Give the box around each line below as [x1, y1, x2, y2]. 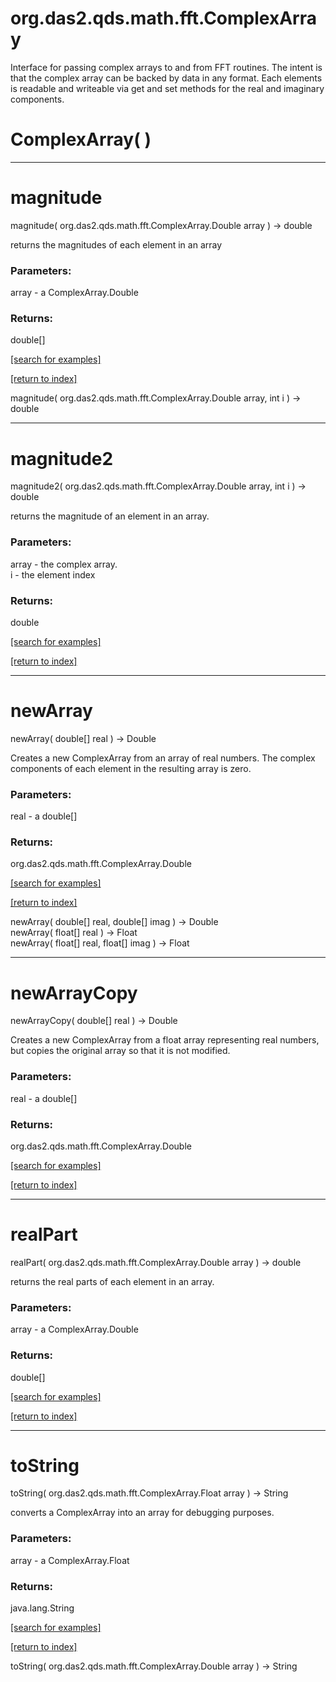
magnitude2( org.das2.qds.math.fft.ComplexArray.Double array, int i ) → [10, 480, 307, 492]
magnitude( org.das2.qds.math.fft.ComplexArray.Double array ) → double [10, 219, 313, 231]
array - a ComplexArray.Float [10, 1554, 130, 1566]
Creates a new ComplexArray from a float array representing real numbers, [10, 1034, 320, 1046]
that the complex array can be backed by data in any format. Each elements [10, 72, 323, 84]
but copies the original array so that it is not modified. [10, 1045, 231, 1057]
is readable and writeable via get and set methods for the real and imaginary [10, 82, 325, 94]
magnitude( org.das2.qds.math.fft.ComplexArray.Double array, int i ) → [10, 392, 302, 404]
